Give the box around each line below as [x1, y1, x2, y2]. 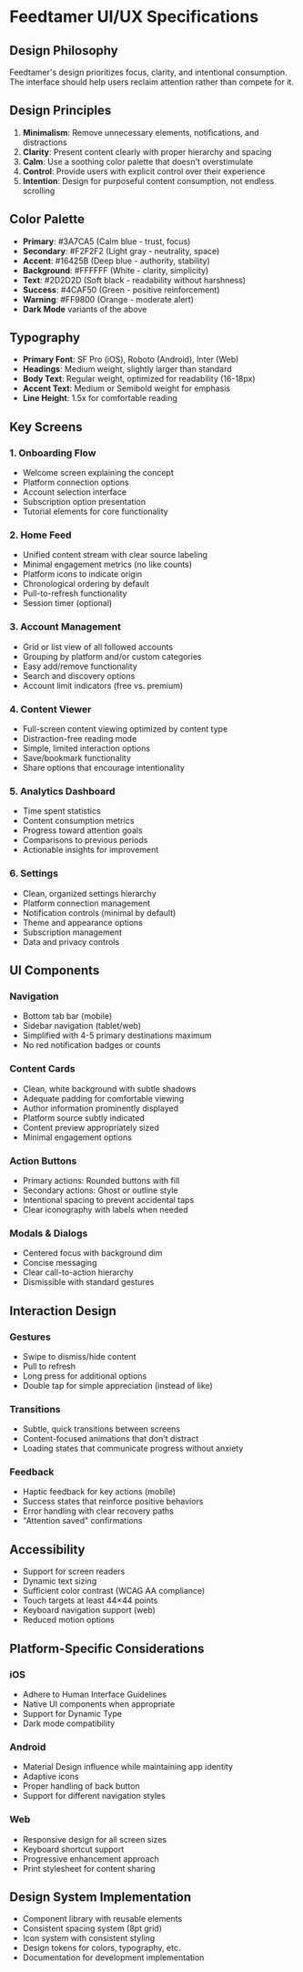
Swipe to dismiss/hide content [22, 1351, 136, 1361]
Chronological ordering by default [22, 579, 150, 590]
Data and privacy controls [22, 936, 120, 947]
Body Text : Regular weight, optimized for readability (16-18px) [22, 374, 257, 385]
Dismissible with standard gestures [22, 1277, 155, 1288]
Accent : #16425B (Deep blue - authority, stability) [22, 255, 211, 266]
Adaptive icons [22, 1771, 79, 1782]
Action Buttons [9, 1155, 77, 1167]
